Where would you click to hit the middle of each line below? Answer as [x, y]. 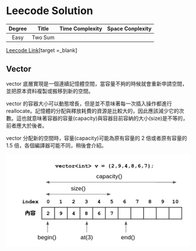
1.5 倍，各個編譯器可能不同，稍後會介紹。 [56, 145]
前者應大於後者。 [27, 125]
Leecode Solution [50, 11]
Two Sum [43, 37]
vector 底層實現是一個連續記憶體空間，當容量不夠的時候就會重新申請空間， [97, 84]
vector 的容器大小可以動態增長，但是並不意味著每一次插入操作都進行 [89, 103]
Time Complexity [81, 29]
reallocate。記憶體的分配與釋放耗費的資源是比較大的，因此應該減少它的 [92, 111]
